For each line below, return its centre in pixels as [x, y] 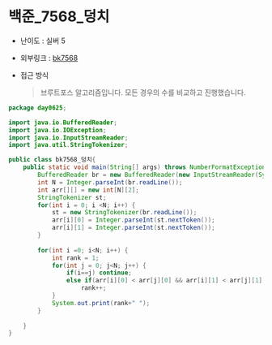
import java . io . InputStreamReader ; [68, 138]
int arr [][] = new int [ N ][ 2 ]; [88, 190]
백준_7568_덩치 [59, 17]
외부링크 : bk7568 [49, 58]
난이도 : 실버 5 [43, 41]
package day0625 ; [38, 108]
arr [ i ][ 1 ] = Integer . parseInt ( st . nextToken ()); [134, 228]
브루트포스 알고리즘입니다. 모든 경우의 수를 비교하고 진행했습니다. [143, 92]
